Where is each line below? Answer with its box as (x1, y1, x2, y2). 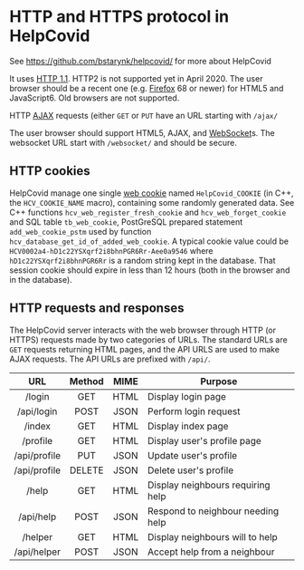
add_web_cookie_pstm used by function (9, 226, 152, 237)
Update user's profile (147, 449, 238, 461)
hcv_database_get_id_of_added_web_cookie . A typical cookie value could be (9, 236, 290, 246)
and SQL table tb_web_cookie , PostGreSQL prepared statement (9, 216, 243, 227)
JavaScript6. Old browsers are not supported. (9, 92, 180, 103)
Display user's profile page (147, 434, 262, 447)
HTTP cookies (9, 163, 90, 179)
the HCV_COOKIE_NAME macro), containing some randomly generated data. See (9, 197, 295, 208)
